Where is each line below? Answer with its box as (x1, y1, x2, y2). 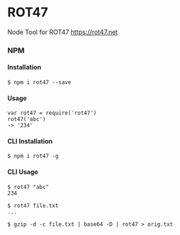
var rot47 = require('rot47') (7, 109, 97, 117)
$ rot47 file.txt (7, 202, 59, 209)
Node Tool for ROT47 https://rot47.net (7, 28, 118, 36)
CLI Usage (7, 168, 38, 176)
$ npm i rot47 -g (7, 153, 59, 160)
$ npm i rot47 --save (7, 79, 72, 86)
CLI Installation (7, 136, 53, 146)
